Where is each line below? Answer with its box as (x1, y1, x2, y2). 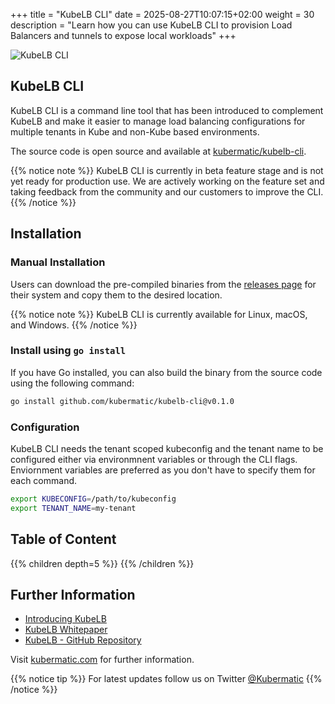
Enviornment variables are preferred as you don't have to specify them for (10, 464, 316, 476)
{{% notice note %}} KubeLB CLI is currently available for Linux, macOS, (10, 308, 308, 320)
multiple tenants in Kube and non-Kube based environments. (10, 125, 260, 138)
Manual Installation (10, 255, 106, 269)
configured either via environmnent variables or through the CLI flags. (10, 453, 298, 465)
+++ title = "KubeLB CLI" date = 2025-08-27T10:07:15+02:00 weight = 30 (10, 9, 315, 20)
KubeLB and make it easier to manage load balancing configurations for (10, 115, 306, 127)
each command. (10, 474, 78, 486)
